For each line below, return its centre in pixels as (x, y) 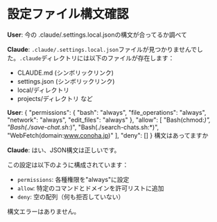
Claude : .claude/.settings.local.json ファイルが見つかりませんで (102, 49)
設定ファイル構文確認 (68, 14)
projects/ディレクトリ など (55, 98)
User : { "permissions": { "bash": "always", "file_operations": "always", (107, 112)
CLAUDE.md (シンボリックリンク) (66, 73)
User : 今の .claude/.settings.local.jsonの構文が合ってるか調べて (97, 35)
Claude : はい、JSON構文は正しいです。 (64, 150)
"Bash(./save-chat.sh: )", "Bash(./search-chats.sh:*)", (83, 127)
